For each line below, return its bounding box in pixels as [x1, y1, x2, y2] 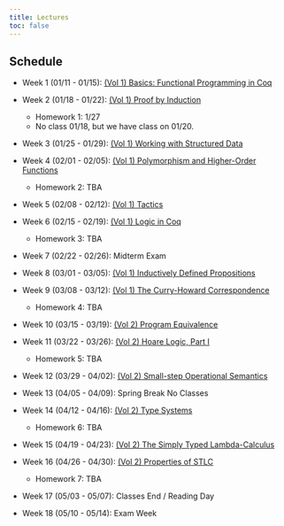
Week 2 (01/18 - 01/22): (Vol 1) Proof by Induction [21, 95, 202, 105]
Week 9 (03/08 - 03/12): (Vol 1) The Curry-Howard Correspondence [21, 285, 270, 296]
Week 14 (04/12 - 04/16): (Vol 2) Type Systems [21, 405, 193, 416]
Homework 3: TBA [35, 234, 103, 244]
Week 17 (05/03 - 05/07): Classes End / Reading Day [21, 491, 215, 501]
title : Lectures [9, 12, 69, 22]
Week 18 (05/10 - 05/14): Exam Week [21, 508, 157, 519]
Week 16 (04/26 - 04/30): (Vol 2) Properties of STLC [21, 457, 214, 468]
